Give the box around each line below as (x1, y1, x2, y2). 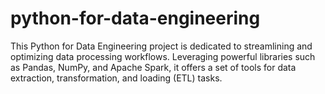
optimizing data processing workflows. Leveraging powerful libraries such (10, 50, 316, 62)
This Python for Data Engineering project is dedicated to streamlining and (10, 40, 313, 52)
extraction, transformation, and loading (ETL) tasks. (10, 72, 223, 84)
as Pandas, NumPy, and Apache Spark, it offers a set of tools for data (10, 61, 297, 73)
